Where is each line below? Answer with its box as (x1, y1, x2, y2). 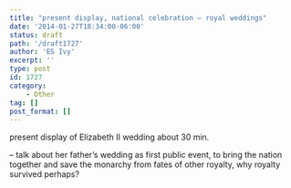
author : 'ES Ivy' (9, 47, 76, 57)
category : (9, 81, 47, 90)
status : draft (9, 30, 64, 39)
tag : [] (9, 98, 39, 108)
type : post (9, 65, 51, 74)
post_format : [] (9, 107, 71, 116)
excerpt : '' (9, 56, 55, 65)
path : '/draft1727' (9, 38, 84, 48)
